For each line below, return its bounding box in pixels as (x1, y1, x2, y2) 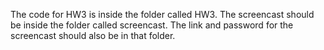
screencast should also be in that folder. (10, 30, 176, 41)
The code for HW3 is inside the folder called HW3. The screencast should (10, 9, 315, 20)
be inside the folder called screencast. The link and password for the (10, 19, 294, 31)
